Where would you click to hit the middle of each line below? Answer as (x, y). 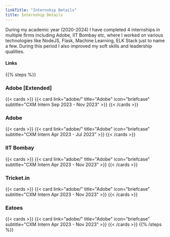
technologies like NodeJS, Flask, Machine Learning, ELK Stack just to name (85, 40)
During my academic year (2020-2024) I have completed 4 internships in (83, 29)
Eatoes (14, 208)
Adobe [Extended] (29, 88)
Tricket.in (17, 178)
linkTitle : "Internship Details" (41, 10)
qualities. (15, 51)
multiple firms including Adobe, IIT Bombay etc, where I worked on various (84, 35)
